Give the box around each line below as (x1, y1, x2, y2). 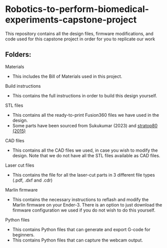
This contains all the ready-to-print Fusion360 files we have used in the (12, 112, 160, 118)
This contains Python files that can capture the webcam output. (12, 237, 143, 243)
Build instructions (5, 83, 41, 89)
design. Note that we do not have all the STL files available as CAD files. (12, 152, 161, 158)
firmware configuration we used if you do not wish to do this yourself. (12, 207, 156, 213)
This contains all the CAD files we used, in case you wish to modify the (12, 147, 158, 153)
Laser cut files (5, 162, 34, 168)
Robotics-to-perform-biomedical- (5, 3, 150, 15)
